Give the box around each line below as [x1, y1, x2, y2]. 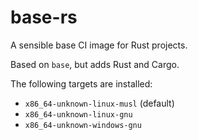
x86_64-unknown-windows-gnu [24, 120, 142, 130]
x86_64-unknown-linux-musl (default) [24, 97, 175, 109]
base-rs [10, 6, 78, 29]
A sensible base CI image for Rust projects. [10, 39, 188, 51]
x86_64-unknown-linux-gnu [24, 109, 133, 120]
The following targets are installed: [10, 77, 153, 90]
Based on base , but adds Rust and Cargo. [10, 58, 180, 70]
